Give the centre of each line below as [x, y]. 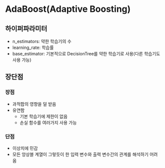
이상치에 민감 [25, 148]
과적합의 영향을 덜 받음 [34, 104]
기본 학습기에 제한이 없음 [44, 116]
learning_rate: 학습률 [33, 47]
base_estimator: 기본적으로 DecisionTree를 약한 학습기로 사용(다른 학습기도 [86, 54]
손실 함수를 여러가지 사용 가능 [48, 123]
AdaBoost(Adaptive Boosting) [68, 9]
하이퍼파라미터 [26, 28]
